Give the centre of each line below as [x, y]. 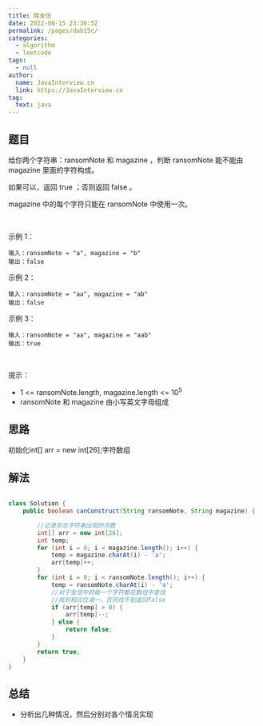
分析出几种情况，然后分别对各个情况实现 [86, 714]
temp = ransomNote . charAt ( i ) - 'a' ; [112, 584]
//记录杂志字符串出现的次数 [76, 525]
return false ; [89, 630]
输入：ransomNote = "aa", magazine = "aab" [80, 335]
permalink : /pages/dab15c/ [53, 30]
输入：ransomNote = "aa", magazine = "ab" [78, 294]
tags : [17, 61]
